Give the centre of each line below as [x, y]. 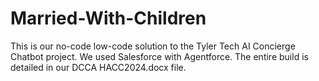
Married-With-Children [108, 18]
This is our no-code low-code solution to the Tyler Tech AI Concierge [153, 46]
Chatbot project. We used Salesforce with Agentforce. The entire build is [159, 56]
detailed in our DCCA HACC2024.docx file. [98, 67]
